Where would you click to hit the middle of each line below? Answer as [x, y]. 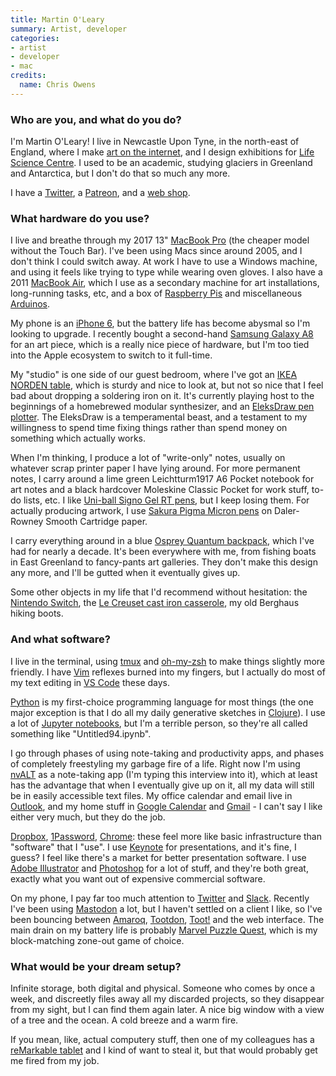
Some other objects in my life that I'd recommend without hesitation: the [159, 592]
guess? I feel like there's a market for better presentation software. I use [158, 857]
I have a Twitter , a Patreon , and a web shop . [100, 193]
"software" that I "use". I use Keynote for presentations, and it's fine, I [153, 847]
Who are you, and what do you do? [96, 119]
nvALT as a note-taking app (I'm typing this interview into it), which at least [164, 774]
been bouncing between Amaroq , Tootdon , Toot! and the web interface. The [167, 919]
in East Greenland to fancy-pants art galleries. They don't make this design [164, 562]
